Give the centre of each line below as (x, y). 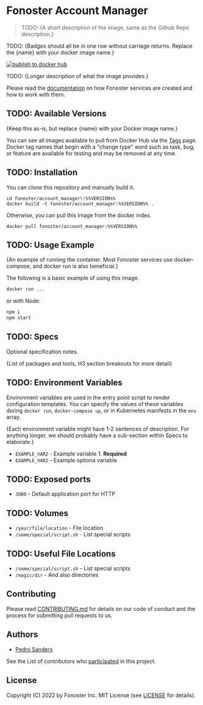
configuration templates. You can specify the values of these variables (95, 404)
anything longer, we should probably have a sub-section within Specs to (97, 435)
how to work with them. (36, 94)
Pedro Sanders (34, 649)
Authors (22, 634)
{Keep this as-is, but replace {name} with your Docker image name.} (92, 128)
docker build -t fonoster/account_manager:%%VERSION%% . (80, 204)
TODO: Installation (42, 173)
